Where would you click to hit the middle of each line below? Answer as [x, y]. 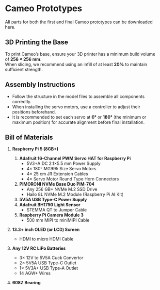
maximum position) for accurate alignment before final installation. [78, 122]
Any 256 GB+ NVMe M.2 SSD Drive [62, 189]
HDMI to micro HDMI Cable [46, 239]
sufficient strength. [24, 69]
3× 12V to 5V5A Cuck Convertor [51, 258]
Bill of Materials [29, 137]
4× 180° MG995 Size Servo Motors [61, 169]
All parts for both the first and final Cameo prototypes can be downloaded [79, 22]
